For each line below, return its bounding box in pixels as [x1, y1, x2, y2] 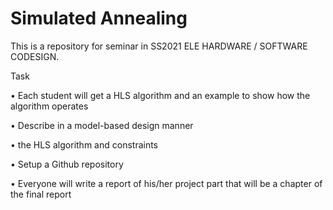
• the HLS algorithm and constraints [10, 138, 159, 151]
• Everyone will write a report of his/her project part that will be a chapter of [10, 177, 323, 189]
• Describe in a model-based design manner [10, 119, 194, 131]
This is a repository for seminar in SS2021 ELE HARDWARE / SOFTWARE [10, 40, 308, 52]
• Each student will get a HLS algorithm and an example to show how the [10, 89, 311, 101]
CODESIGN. [10, 50, 60, 62]
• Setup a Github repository [10, 158, 124, 170]
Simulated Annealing [10, 7, 188, 30]
